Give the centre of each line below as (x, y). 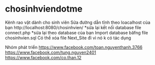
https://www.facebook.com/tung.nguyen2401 (51, 52)
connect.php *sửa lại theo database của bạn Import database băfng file (77, 32)
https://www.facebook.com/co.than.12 (43, 57)
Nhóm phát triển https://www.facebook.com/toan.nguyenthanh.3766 (74, 47)
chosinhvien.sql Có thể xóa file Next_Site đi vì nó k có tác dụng (68, 38)
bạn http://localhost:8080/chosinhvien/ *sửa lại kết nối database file (73, 27)
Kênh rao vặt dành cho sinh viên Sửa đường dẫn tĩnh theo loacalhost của (78, 22)
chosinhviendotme (44, 9)
